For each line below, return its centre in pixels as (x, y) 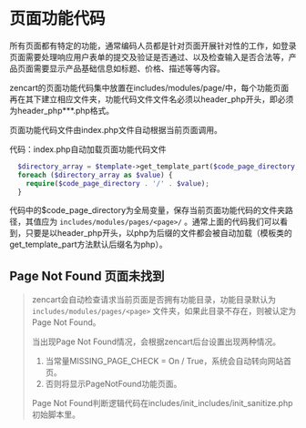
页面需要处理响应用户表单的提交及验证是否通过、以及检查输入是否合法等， (149, 56)
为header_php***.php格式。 (62, 110)
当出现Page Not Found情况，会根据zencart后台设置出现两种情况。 (156, 341)
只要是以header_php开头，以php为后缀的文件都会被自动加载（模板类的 (159, 233)
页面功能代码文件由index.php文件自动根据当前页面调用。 (116, 129)
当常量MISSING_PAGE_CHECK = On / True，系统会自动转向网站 (164, 362)
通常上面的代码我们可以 (236, 222)
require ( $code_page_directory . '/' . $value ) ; (117, 183)
